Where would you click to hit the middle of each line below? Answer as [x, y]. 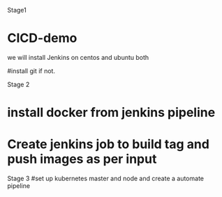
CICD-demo [42, 38]
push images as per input [82, 159]
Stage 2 [18, 84]
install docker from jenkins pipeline [111, 112]
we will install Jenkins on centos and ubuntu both [78, 57]
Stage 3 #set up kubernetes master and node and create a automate [106, 179]
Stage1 [17, 10]
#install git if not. [31, 71]
